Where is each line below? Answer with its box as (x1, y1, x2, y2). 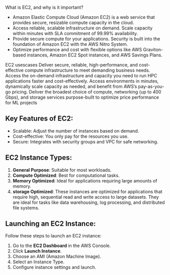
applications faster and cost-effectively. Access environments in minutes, (5, 78, 159, 84)
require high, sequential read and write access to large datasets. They (12, 194, 159, 200)
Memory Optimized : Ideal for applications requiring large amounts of (12, 177, 157, 184)
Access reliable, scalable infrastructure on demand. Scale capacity (12, 25, 153, 31)
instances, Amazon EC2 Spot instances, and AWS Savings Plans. (27, 52, 162, 58)
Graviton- (143, 47, 163, 52)
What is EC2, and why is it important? (5, 5, 84, 10)
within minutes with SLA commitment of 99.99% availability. (12, 30, 138, 36)
